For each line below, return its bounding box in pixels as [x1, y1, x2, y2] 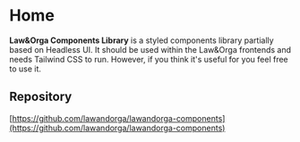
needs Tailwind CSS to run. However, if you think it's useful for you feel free [9, 54, 288, 64]
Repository [9, 89, 73, 104]
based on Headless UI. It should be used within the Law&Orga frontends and [9, 44, 292, 54]
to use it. [9, 63, 42, 74]
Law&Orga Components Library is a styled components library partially [9, 35, 275, 46]
